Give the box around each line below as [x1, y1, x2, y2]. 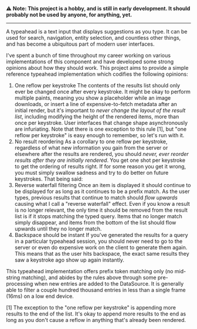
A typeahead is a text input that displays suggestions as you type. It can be [6, 28, 188, 35]
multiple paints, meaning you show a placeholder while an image [14, 94, 171, 101]
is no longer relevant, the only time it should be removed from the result [14, 206, 188, 213]
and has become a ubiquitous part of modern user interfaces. [6, 40, 155, 48]
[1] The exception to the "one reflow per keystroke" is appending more [6, 304, 176, 311]
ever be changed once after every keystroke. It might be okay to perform [14, 88, 191, 95]
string [6, 274, 21, 281]
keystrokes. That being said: [14, 175, 83, 182]
